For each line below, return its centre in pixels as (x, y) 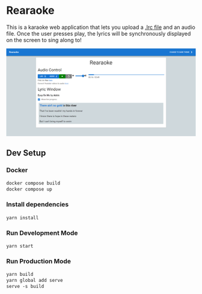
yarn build (20, 275)
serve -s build (25, 287)
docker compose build (33, 183)
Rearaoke (30, 11)
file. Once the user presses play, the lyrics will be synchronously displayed (99, 33)
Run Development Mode (42, 233)
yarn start (20, 246)
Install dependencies (38, 204)
